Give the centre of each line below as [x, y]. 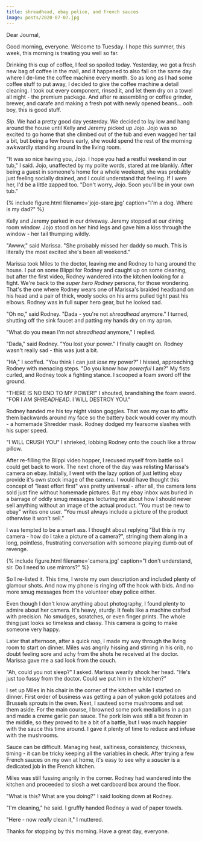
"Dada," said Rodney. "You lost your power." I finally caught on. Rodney [95, 344]
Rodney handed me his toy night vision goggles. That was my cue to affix [97, 411]
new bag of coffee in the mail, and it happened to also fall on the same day [99, 71]
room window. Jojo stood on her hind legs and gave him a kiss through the [99, 227]
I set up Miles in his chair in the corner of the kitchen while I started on [94, 690]
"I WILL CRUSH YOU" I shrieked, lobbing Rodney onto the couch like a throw [101, 442]
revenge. [17, 549]
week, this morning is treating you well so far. [62, 53]
